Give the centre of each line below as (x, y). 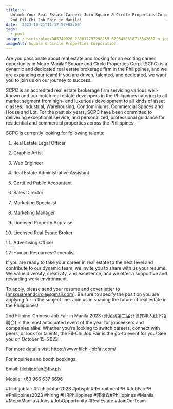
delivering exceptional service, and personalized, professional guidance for (85, 117)
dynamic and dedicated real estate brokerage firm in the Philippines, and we (86, 69)
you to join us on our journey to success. (49, 80)
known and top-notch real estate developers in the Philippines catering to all (86, 95)
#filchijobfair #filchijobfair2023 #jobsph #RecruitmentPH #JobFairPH (79, 388)
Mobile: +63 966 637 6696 (34, 379)
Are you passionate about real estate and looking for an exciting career (81, 58)
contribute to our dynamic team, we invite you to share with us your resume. (86, 268)
